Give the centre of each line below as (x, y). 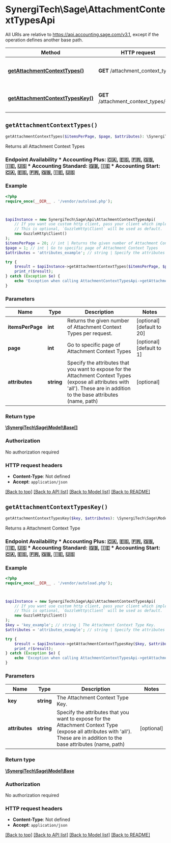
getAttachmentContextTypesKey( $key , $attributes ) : (60, 518)
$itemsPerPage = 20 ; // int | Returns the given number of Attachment (82, 243)
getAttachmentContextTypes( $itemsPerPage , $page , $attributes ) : (75, 136)
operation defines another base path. (44, 40)
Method (51, 52)
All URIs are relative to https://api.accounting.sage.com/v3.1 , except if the (82, 34)
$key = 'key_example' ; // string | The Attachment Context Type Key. (81, 625)
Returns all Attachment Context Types (45, 146)
